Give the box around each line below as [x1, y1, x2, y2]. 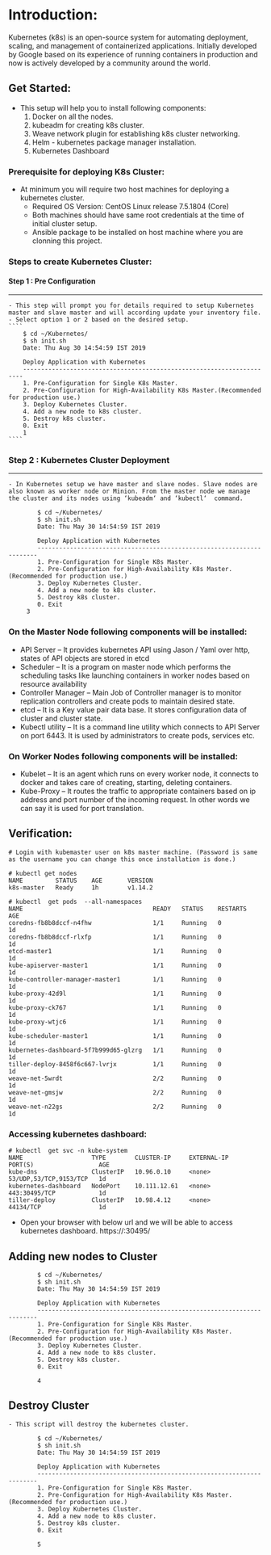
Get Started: [8, 82, 71, 95]
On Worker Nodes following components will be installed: [8, 750, 239, 762]
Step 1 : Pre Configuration [8, 276, 96, 286]
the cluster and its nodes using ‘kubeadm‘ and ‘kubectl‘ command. [8, 494, 244, 502]
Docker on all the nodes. [31, 111, 114, 121]
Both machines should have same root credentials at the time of [31, 210, 244, 220]
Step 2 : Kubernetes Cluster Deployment [8, 455, 170, 466]
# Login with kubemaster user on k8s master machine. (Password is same [8, 848, 258, 856]
